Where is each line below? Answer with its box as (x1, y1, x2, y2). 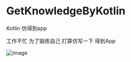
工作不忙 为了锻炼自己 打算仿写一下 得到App (6, 37, 116, 44)
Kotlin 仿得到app (6, 24, 47, 32)
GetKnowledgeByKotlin (6, 4, 126, 18)
